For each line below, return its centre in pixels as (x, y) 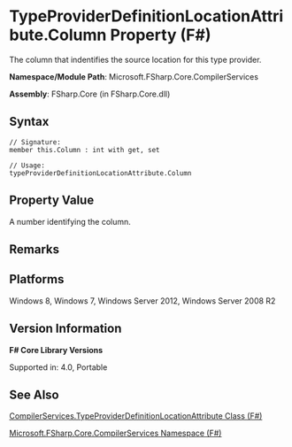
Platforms (37, 279)
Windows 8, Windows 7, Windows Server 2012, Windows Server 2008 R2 (142, 301)
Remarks (35, 249)
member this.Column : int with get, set (85, 150)
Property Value (52, 200)
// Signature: (35, 142)
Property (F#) (161, 35)
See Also (34, 394)
